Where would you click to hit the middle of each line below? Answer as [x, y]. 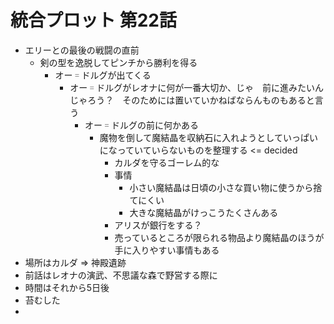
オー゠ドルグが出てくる [103, 75]
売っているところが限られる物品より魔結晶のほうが [219, 237]
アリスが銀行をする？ [158, 225]
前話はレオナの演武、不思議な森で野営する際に [121, 275]
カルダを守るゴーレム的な [167, 162]
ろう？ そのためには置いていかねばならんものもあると [201, 100]
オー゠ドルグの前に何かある [141, 125]
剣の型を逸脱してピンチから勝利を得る [118, 62]
